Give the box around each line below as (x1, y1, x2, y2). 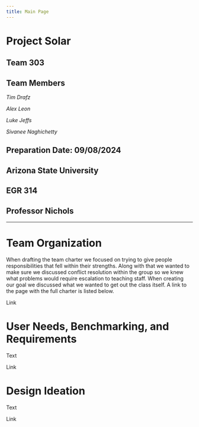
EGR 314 (6, 186, 38, 196)
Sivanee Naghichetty (6, 128, 57, 135)
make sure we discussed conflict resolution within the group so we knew (6, 268, 184, 276)
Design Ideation (6, 384, 86, 398)
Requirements (6, 333, 77, 346)
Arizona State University (6, 165, 99, 176)
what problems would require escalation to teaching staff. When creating (6, 275, 184, 282)
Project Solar (6, 34, 71, 47)
